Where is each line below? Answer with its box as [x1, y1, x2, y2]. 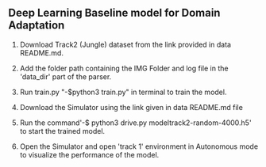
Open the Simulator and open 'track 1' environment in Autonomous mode [19, 142, 259, 151]
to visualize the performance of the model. [19, 150, 160, 159]
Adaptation [8, 19, 65, 32]
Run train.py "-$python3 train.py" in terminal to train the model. [19, 87, 227, 97]
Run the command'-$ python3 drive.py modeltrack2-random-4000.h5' [19, 118, 252, 127]
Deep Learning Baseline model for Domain [8, 6, 221, 20]
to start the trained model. [19, 126, 106, 135]
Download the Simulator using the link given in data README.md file [19, 102, 244, 112]
